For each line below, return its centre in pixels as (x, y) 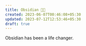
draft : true (17, 24)
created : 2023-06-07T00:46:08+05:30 (43, 14)
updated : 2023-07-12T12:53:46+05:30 (43, 19)
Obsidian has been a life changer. (39, 38)
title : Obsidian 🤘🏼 (25, 10)
